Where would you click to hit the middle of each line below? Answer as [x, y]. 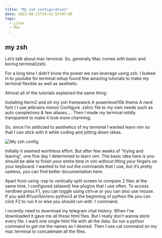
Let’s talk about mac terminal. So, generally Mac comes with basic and [75, 59]
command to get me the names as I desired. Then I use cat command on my [81, 226]
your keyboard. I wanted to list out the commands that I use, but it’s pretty [79, 166]
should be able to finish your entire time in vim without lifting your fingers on [81, 161]
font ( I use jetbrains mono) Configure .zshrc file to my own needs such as [79, 107]
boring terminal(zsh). [26, 64]
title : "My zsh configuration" [37, 9]
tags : [10, 18]
